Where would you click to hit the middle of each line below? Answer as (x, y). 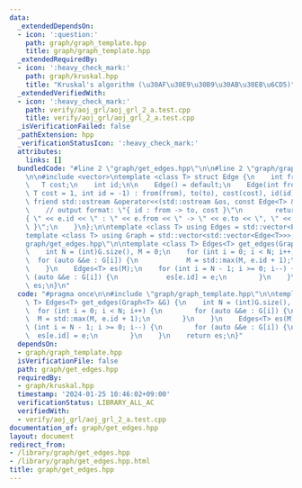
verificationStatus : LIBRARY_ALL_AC (86, 403)
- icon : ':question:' (58, 34)
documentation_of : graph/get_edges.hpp (84, 428)
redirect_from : (38, 445)
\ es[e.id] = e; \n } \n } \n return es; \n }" (134, 336)
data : (19, 18)
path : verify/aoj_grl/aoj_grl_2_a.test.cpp (108, 110)
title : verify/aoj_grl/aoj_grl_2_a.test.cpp (110, 118)
